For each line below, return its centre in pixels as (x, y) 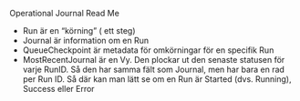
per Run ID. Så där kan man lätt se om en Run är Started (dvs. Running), (157, 79)
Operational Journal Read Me (65, 13)
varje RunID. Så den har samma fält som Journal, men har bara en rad (154, 69)
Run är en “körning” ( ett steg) (79, 30)
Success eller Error (58, 89)
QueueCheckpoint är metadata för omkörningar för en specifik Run (148, 50)
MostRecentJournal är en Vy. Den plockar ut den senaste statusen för (154, 60)
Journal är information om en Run (86, 40)
